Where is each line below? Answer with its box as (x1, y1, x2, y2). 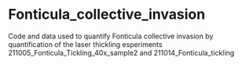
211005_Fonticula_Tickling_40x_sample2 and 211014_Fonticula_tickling (8, 48, 235, 57)
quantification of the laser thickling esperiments (8, 39, 163, 49)
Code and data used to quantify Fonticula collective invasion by (8, 31, 214, 41)
